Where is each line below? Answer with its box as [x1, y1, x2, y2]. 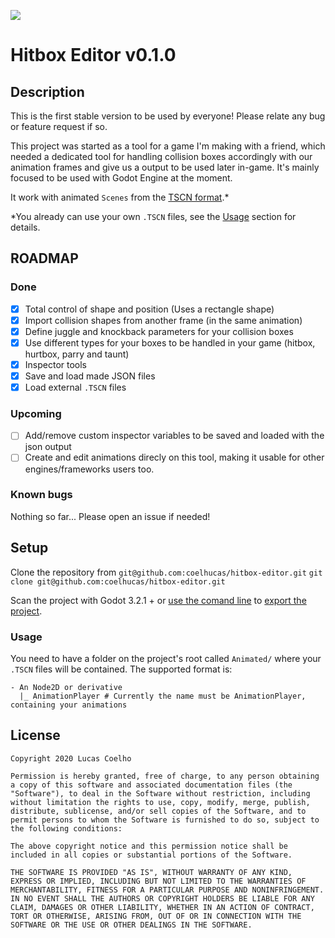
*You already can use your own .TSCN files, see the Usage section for [10, 211, 297, 222]
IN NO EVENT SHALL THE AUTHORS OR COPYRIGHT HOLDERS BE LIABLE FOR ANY [10, 893, 315, 904]
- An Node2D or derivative [10, 682, 123, 692]
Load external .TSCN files [24, 381, 127, 394]
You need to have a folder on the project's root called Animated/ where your [10, 652, 322, 664]
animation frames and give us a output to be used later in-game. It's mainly [10, 161, 320, 173]
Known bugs [10, 488, 73, 502]
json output [24, 441, 72, 453]
